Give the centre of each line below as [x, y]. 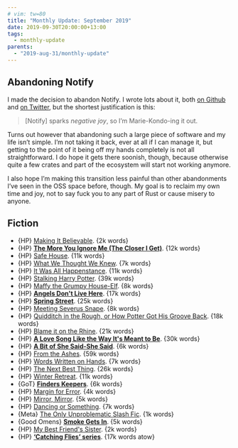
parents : [20, 47]
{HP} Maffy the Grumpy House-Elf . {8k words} [86, 285]
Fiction [23, 223]
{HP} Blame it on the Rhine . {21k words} [76, 331]
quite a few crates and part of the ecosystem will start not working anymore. [119, 165]
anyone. [19, 201]
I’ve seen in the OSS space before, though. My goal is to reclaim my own [114, 186]
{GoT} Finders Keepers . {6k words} [70, 383]
